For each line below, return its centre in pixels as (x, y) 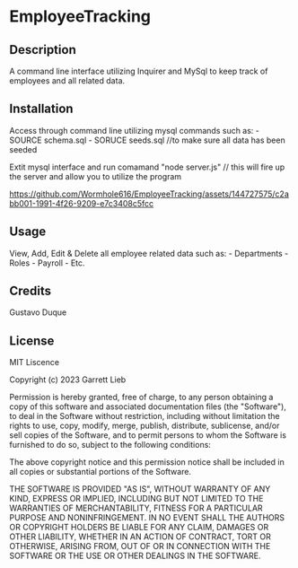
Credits (31, 291)
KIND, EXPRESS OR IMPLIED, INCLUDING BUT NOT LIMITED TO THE (136, 499)
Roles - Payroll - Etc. (47, 263)
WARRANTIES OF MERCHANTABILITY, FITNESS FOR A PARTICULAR (136, 508)
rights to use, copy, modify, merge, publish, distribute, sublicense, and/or (145, 426)
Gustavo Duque (38, 312)
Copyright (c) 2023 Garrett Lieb (68, 380)
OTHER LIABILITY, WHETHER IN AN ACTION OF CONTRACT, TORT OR (140, 537)
